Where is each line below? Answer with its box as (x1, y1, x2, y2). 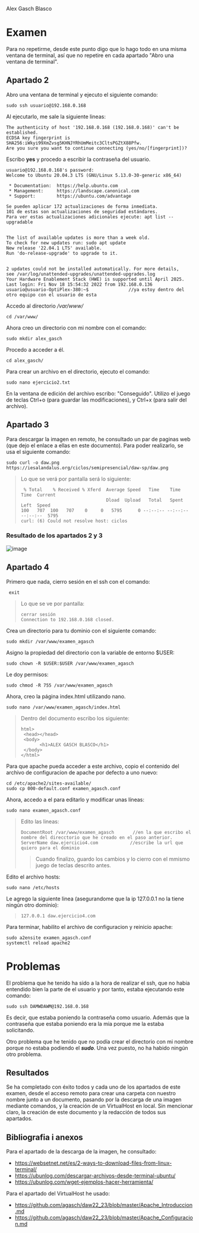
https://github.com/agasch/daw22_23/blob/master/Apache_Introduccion (14, 1202, 193, 1209)
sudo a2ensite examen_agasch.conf (6, 935, 92, 941)
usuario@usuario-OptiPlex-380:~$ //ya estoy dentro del (6, 286, 185, 293)
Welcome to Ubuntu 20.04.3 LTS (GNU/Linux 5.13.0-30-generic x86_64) (6, 172, 182, 178)
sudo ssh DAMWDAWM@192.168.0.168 (6, 1003, 89, 1009)
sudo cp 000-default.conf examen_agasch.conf (6, 785, 121, 792)
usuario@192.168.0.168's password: (6, 167, 94, 173)
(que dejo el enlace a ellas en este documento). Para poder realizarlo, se (6, 442, 184, 449)
